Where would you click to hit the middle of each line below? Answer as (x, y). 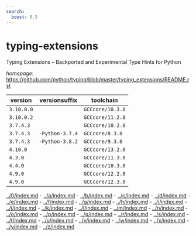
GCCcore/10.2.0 (104, 126)
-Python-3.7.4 (58, 134)
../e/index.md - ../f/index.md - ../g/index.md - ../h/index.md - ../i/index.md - (97, 202)
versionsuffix (59, 100)
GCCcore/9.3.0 (103, 142)
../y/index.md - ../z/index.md (40, 227)
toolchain (104, 100)
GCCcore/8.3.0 (103, 134)
